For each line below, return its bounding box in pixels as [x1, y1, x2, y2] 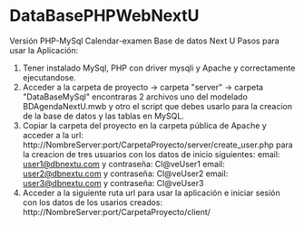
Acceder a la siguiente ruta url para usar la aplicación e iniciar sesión [22, 187, 281, 198]
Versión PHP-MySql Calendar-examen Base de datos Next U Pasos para [9, 35, 279, 46]
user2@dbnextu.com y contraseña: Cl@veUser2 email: [22, 168, 229, 179]
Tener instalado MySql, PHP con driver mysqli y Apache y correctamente [22, 62, 296, 73]
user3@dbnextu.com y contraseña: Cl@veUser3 [22, 177, 204, 188]
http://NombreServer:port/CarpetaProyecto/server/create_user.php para [22, 139, 293, 150]
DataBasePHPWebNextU [9, 5, 200, 26]
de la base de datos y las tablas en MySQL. [22, 110, 184, 121]
